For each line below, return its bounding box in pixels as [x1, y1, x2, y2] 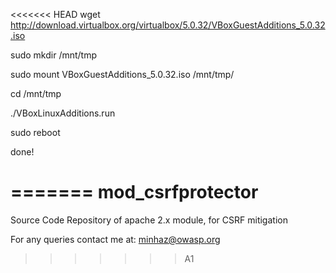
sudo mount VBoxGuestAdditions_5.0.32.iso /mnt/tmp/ [10, 69, 235, 80]
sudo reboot [10, 127, 61, 138]
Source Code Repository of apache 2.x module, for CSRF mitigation [10, 214, 288, 226]
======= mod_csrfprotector [10, 181, 259, 204]
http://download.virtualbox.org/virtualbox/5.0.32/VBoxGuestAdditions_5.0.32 [10, 19, 326, 31]
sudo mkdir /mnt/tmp [10, 49, 97, 61]
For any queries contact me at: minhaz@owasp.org [10, 233, 221, 245]
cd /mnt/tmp [10, 88, 62, 99]
